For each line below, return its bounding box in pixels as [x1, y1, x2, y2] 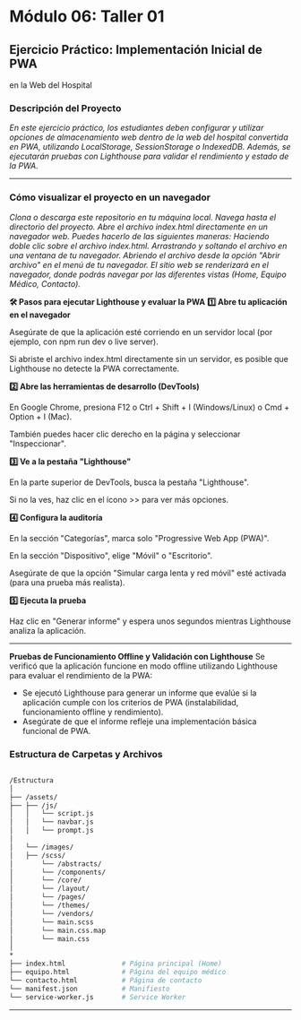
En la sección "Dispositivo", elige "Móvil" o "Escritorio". [9, 549, 213, 561]
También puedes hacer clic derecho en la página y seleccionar [9, 428, 241, 439]
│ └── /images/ [9, 843, 74, 851]
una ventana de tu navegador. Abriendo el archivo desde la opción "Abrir [9, 249, 280, 261]
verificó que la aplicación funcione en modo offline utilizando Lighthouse [9, 661, 279, 671]
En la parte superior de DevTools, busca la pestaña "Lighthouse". [9, 477, 249, 488]
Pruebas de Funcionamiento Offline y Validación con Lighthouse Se [9, 651, 266, 661]
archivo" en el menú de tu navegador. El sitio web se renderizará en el [9, 259, 269, 270]
